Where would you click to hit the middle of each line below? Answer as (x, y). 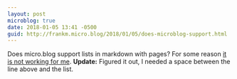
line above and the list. (40, 69)
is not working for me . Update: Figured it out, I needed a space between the (119, 62)
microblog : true (31, 21)
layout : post (27, 14)
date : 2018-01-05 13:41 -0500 (52, 27)
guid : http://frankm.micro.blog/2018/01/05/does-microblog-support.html (117, 34)
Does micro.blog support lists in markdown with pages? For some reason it (117, 54)
